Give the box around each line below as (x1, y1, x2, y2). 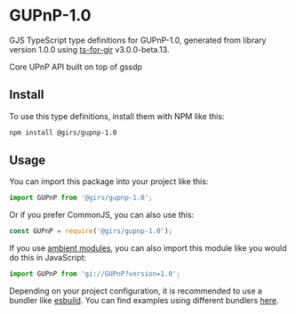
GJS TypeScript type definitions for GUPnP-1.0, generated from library (9, 35, 267, 45)
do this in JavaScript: (9, 253, 87, 263)
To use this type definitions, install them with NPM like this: (9, 110, 225, 121)
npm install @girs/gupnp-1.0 (9, 128, 117, 137)
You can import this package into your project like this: (9, 176, 209, 187)
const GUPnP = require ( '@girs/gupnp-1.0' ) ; (9, 227, 173, 236)
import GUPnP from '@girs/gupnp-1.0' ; (9, 193, 153, 203)
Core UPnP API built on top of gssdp (9, 61, 142, 72)
